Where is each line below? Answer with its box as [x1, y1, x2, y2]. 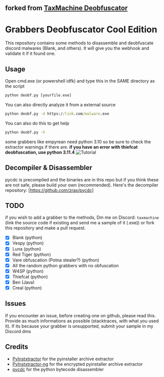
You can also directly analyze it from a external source [5, 102, 116, 108]
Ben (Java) [12, 279, 35, 285]
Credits [5, 343, 29, 351]
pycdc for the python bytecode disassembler [12, 366, 104, 372]
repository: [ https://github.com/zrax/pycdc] [5, 187, 94, 193]
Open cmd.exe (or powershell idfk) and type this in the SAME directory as [5, 78, 155, 84]
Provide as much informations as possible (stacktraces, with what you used [5, 318, 159, 324]
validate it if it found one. [5, 50, 56, 56]
